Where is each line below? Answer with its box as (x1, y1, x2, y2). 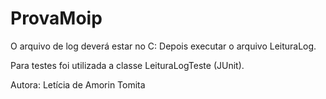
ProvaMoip (10, 7, 103, 30)
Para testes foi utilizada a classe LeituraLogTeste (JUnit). (10, 59, 245, 71)
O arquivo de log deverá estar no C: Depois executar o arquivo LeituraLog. (10, 40, 317, 52)
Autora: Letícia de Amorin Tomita (10, 78, 146, 91)
